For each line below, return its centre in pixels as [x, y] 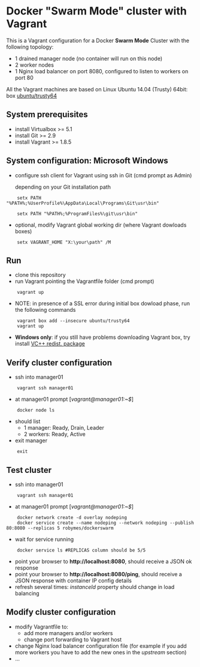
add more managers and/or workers [68, 633]
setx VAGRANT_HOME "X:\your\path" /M [64, 242]
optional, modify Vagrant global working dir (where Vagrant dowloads [101, 225]
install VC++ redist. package [50, 344]
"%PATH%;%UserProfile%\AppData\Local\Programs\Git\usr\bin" [83, 203]
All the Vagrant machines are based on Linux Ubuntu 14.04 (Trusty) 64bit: [97, 89]
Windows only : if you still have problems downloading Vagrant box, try [102, 337]
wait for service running [44, 539]
